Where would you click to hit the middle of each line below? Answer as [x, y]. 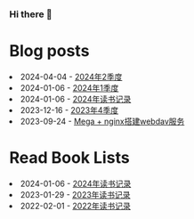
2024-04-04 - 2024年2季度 [72, 77]
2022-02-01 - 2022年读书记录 [76, 206]
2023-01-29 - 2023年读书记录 [76, 194]
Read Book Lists [70, 158]
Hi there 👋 [31, 14]
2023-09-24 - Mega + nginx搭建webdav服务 [103, 121]
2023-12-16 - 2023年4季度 [69, 109]
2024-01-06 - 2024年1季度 [70, 87]
